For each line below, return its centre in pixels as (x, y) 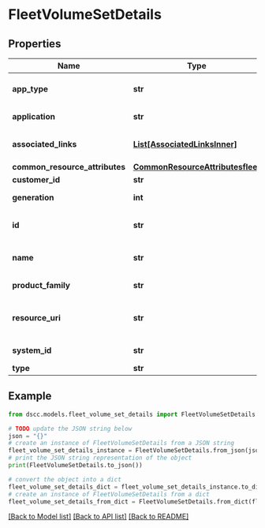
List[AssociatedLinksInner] (185, 144)
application (34, 116)
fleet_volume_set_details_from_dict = (72, 502)
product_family (41, 285)
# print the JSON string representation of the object (100, 458)
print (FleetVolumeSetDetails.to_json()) (76, 466)
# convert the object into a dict (65, 479)
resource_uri (36, 318)
